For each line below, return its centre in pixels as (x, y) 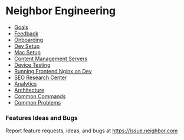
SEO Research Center (40, 77)
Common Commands (40, 96)
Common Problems (37, 102)
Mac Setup (27, 52)
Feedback (26, 33)
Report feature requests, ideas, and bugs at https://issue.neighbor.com (92, 131)
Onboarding (29, 40)
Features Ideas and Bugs (42, 118)
